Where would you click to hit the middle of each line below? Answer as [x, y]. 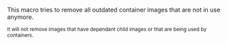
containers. [21, 35]
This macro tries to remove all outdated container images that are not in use [114, 10]
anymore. [21, 17]
